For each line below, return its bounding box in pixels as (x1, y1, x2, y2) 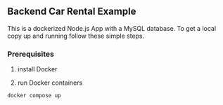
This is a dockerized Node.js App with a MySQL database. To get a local (7, 24, 217, 32)
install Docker (17, 65, 58, 73)
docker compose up (7, 92, 61, 99)
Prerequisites (7, 49, 54, 59)
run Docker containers (17, 78, 83, 87)
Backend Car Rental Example (7, 6, 136, 17)
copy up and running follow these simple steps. (7, 31, 145, 40)
